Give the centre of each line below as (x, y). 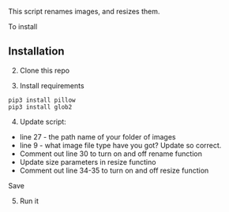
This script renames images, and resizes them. (84, 11)
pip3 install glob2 (40, 107)
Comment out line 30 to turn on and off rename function (111, 154)
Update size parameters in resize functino (88, 162)
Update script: (43, 121)
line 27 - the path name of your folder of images (98, 136)
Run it (29, 201)
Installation (36, 52)
